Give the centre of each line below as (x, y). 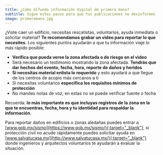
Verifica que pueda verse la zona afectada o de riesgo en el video (79, 57)
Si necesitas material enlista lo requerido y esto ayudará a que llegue (82, 73)
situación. (15, 148)
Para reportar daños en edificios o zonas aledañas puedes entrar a (72, 122)
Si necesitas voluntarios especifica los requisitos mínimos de (74, 83)
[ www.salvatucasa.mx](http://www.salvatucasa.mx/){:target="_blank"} (76, 138)
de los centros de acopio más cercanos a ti (55, 78)
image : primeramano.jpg (29, 18)
